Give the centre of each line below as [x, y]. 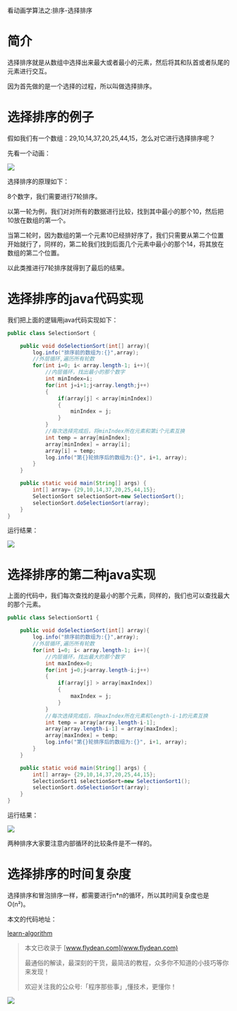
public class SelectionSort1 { [53, 618]
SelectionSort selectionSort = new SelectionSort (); [109, 496]
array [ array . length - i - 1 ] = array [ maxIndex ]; [111, 729]
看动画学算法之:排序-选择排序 [50, 10]
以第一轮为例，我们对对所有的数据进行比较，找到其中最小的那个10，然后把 [116, 211]
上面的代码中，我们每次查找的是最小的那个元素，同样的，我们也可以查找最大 [119, 595]
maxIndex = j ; [91, 696]
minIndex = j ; [91, 411]
